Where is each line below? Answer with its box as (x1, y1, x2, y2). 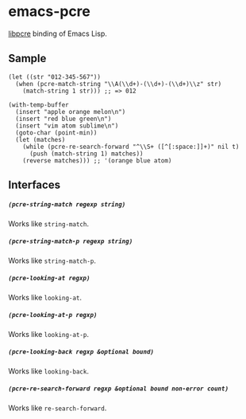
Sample (8, 52, 47, 65)
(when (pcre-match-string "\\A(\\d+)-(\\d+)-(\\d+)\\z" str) (15, 80, 222, 88)
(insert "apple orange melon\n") (15, 108, 126, 116)
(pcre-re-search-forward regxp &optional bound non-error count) (8, 385, 229, 393)
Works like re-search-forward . (8, 403, 107, 413)
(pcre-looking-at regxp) (8, 274, 90, 282)
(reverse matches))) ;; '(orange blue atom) (22, 156, 172, 165)
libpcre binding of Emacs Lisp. (8, 29, 107, 38)
